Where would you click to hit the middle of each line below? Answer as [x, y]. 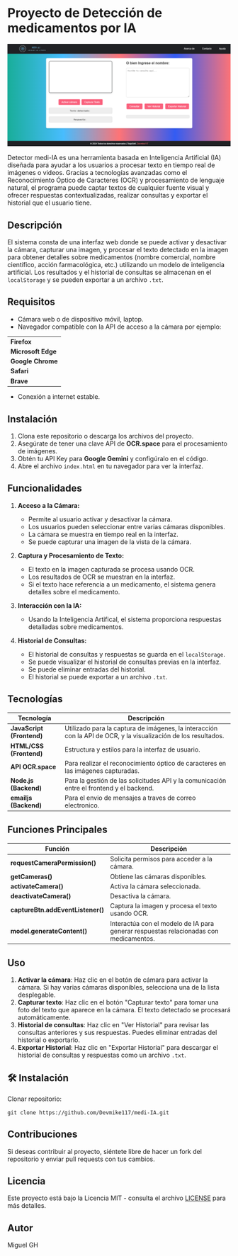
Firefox [21, 341]
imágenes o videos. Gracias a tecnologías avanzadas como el [97, 173]
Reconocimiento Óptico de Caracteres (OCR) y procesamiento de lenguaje [116, 180]
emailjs [21, 798]
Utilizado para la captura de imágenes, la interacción [141, 728]
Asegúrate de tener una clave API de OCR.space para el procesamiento [123, 443]
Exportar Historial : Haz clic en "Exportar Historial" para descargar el [118, 1047]
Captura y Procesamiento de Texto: [71, 555]
